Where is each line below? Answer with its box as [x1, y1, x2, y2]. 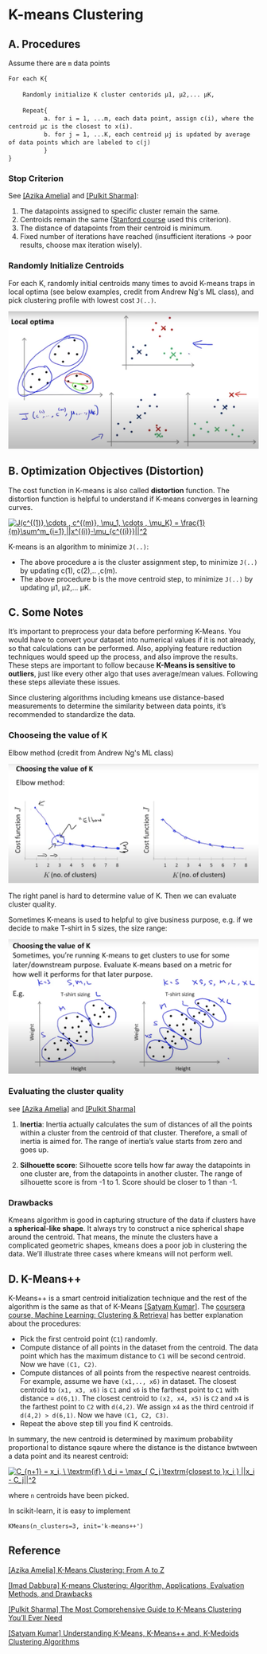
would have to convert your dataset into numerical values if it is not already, [8, 635, 256, 645]
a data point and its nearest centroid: [8, 1451, 129, 1460]
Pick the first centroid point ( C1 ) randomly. [19, 1334, 157, 1343]
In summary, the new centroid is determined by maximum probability [8, 1434, 233, 1444]
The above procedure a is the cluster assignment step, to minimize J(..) [19, 557, 258, 566]
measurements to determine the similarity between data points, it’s [8, 701, 226, 711]
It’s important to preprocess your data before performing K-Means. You [8, 627, 241, 637]
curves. [8, 502, 33, 511]
